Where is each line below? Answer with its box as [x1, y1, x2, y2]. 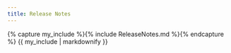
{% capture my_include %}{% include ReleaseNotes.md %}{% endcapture [7, 30, 225, 38]
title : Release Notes [7, 10, 71, 18]
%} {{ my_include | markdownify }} [7, 37, 108, 46]
